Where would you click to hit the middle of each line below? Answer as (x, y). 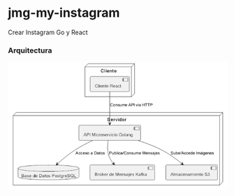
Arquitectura (30, 50)
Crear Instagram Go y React (48, 32)
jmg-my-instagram (64, 13)
